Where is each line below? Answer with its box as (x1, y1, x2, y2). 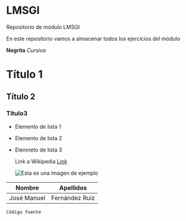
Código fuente (6, 209, 42, 215)
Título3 (6, 109, 28, 117)
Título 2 (6, 91, 36, 102)
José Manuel (9, 193, 46, 202)
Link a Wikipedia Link (14, 158, 68, 165)
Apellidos (59, 183, 87, 192)
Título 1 (6, 68, 43, 81)
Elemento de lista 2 (14, 134, 63, 141)
